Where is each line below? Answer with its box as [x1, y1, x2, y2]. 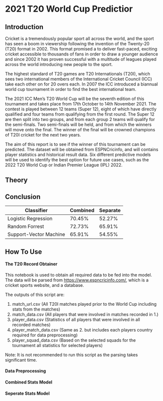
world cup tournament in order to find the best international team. [5, 87, 137, 92]
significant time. [5, 357, 37, 363]
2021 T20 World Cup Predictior [5, 3, 133, 15]
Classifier [25, 207, 48, 214]
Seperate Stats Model [5, 390, 50, 396]
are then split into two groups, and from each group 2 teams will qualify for [5, 117, 155, 122]
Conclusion [5, 192, 41, 201]
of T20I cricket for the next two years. [5, 132, 81, 138]
